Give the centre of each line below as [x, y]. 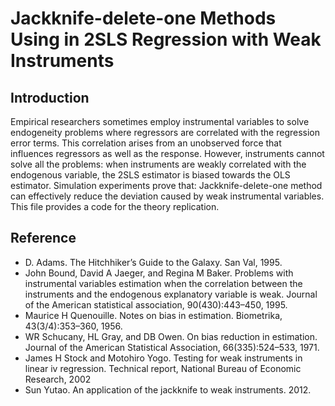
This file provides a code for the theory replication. [115, 206]
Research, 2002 [58, 379]
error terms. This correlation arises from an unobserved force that [146, 143]
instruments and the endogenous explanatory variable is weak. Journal [171, 294]
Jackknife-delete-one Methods [143, 18]
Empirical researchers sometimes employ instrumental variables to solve [160, 121]
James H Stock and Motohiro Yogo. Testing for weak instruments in [163, 358]
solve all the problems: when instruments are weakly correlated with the [158, 164]
